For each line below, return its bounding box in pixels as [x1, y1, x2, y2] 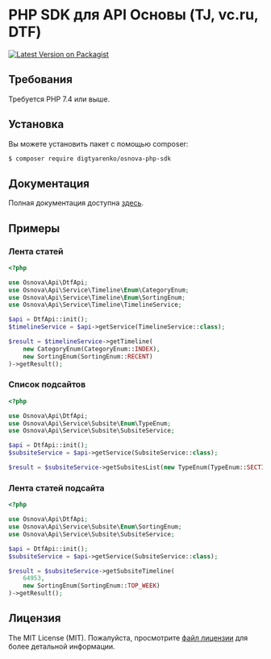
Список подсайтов [8, 379, 86, 390]
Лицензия [8, 611, 61, 625]
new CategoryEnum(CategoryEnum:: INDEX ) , [23, 345, 161, 353]
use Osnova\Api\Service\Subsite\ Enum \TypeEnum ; [8, 419, 172, 428]
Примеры [8, 222, 60, 235]
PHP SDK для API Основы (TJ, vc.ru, [8, 6, 259, 24]
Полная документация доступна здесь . [8, 198, 144, 208]
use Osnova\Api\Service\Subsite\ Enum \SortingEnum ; [8, 523, 182, 531]
